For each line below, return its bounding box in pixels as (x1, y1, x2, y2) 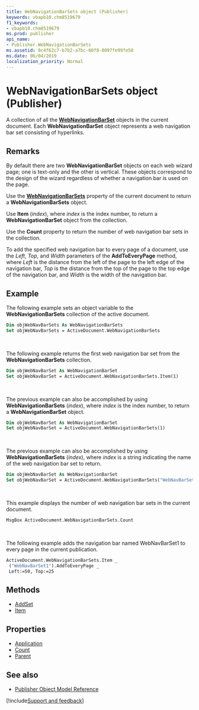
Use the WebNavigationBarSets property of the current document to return (6, 193, 191, 200)
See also (6, 670, 38, 680)
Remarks (6, 146, 40, 156)
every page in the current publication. (6, 545, 98, 553)
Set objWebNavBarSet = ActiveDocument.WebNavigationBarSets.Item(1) (6, 373, 179, 379)
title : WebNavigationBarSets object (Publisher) (6, 8, 129, 15)
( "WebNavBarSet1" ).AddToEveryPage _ (8, 563, 99, 568)
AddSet (14, 601, 34, 608)
